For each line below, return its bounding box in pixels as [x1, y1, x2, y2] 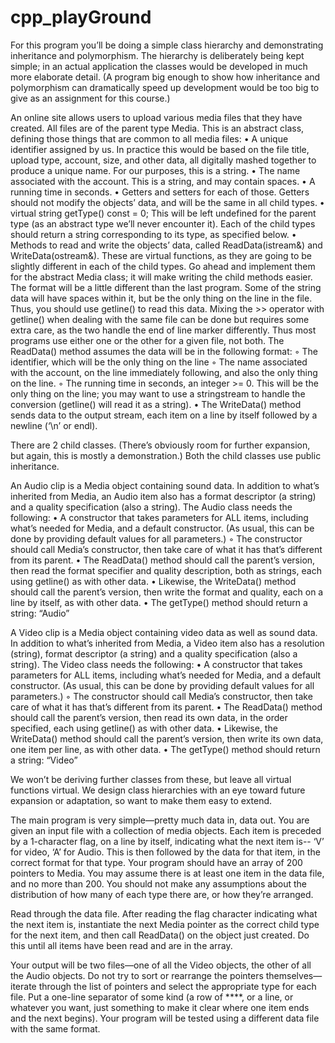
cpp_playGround [10, 6, 152, 29]
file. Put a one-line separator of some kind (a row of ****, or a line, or [10, 991, 294, 1003]
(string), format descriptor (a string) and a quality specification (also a [10, 647, 298, 660]
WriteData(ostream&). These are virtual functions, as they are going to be [10, 249, 312, 261]
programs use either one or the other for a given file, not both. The [10, 334, 285, 346]
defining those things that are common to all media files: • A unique [10, 132, 289, 145]
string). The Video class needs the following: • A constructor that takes [10, 658, 303, 670]
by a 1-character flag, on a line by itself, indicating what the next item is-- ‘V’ [10, 835, 325, 847]
